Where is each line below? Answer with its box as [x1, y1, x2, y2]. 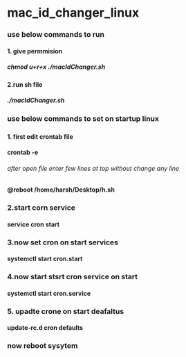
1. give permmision [7, 47, 63, 55]
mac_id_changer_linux [7, 5, 140, 21]
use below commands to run [7, 30, 105, 40]
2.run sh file [7, 80, 43, 88]
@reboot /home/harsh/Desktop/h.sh [7, 185, 115, 194]
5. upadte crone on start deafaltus [7, 306, 124, 316]
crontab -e [7, 148, 39, 157]
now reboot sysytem [7, 341, 78, 351]
